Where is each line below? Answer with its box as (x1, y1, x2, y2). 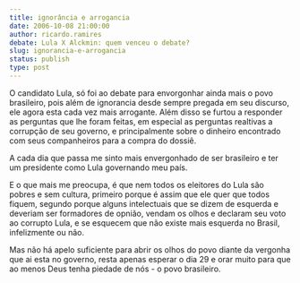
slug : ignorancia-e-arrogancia (9, 47, 126, 56)
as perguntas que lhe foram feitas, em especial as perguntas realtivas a (9, 116, 273, 126)
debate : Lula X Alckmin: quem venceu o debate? (9, 38, 191, 47)
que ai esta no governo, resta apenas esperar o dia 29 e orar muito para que (9, 253, 291, 264)
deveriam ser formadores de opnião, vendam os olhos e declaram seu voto (9, 208, 287, 219)
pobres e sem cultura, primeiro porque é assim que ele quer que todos (9, 189, 270, 200)
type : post (9, 64, 50, 73)
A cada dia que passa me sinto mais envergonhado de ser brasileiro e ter (9, 152, 279, 163)
